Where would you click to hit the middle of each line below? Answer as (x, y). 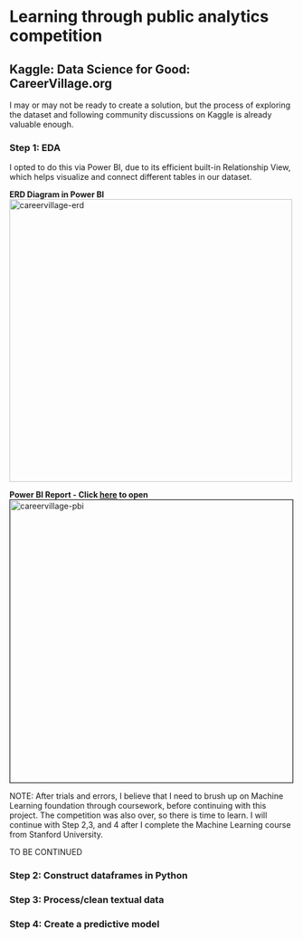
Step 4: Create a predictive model (85, 925)
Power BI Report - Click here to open (79, 495)
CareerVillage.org (61, 83)
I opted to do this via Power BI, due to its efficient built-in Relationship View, (150, 167)
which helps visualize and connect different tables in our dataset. (131, 177)
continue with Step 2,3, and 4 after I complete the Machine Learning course (150, 825)
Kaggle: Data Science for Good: (100, 69)
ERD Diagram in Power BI (57, 194)
